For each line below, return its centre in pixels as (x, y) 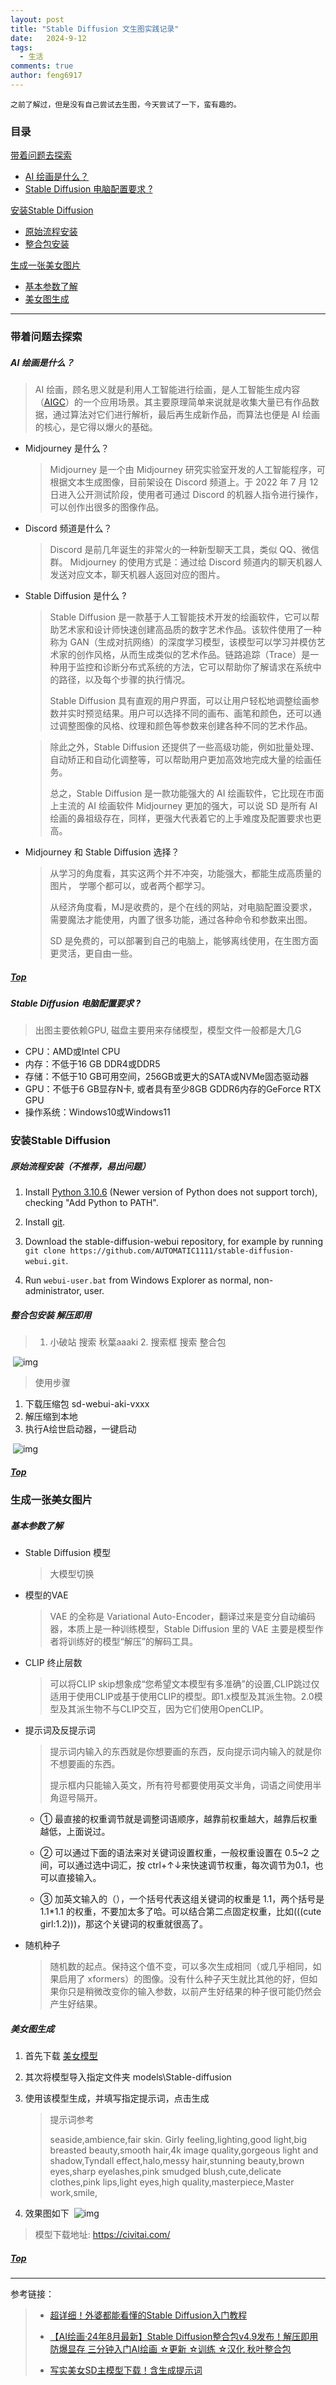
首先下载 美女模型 (61, 2056)
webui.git (45, 1262)
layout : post (37, 19)
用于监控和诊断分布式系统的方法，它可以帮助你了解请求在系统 (185, 667)
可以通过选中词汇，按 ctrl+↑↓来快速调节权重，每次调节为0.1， (186, 1865)
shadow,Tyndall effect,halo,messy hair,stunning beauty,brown (177, 2161)
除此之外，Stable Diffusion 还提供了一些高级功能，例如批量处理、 (184, 747)
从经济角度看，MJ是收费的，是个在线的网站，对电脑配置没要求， (183, 907)
